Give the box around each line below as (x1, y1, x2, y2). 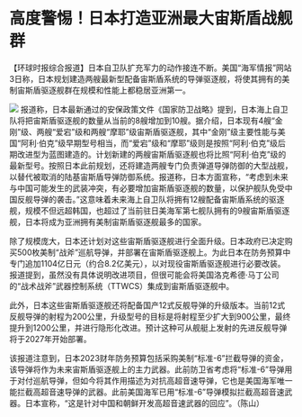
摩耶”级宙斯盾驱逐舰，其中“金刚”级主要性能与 (109, 126, 279, 137)
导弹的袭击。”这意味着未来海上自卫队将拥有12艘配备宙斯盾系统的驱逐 (32, 194, 285, 204)
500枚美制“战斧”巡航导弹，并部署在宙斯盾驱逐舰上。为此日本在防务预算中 (16, 247, 291, 258)
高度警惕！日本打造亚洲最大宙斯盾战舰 (9, 8, 294, 29)
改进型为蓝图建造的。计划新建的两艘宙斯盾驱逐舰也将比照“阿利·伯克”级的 (16, 149, 287, 159)
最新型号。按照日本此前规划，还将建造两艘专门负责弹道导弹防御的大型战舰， (9, 159, 293, 171)
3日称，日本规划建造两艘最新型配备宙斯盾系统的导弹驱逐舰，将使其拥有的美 (9, 73, 290, 84)
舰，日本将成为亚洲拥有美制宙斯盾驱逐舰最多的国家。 (9, 216, 207, 227)
